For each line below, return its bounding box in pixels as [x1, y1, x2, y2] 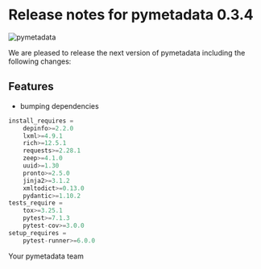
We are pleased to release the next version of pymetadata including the [8, 48, 246, 57]
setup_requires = [8, 229, 67, 237]
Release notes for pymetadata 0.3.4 [8, 6, 254, 24]
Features [8, 80, 54, 93]
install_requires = [8, 117, 74, 125]
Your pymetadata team [8, 251, 85, 261]
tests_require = [8, 199, 63, 207]
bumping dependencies [19, 101, 99, 110]
